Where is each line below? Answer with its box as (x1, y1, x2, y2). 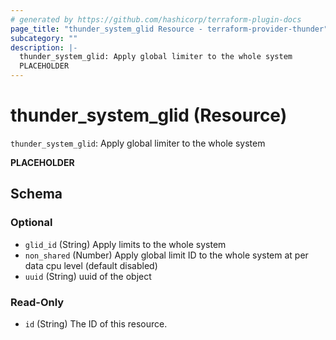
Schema (10, 186, 63, 203)
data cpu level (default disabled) (24, 259, 158, 271)
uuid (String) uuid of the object (24, 270, 152, 282)
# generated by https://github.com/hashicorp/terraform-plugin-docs (10, 14, 302, 25)
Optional (10, 216, 53, 230)
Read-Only (10, 295, 65, 309)
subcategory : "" (10, 33, 78, 43)
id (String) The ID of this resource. (24, 317, 168, 330)
